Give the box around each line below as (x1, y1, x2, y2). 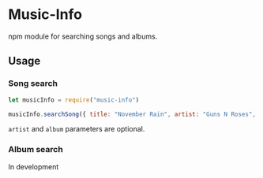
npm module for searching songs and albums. (8, 32, 158, 41)
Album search (8, 144, 63, 155)
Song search (8, 78, 58, 89)
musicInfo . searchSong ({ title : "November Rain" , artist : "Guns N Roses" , (8, 110, 257, 118)
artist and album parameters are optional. (8, 124, 145, 134)
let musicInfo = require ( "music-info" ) (8, 96, 140, 104)
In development (8, 161, 59, 171)
